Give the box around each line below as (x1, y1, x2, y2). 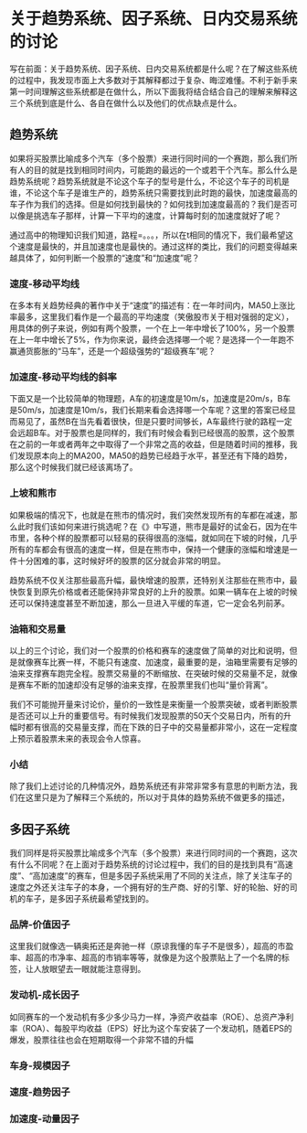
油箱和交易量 (9, 623, 67, 636)
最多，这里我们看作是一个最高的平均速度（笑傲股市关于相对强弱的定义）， (16, 312, 294, 323)
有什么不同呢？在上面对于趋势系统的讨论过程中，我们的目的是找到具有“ (9, 859, 278, 870)
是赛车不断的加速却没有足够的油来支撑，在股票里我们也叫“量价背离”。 (9, 679, 273, 690)
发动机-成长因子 (9, 989, 80, 1001)
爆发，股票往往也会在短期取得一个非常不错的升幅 (9, 1034, 194, 1045)
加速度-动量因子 (9, 1113, 80, 1126)
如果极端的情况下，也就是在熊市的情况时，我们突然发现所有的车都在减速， (9, 509, 290, 520)
